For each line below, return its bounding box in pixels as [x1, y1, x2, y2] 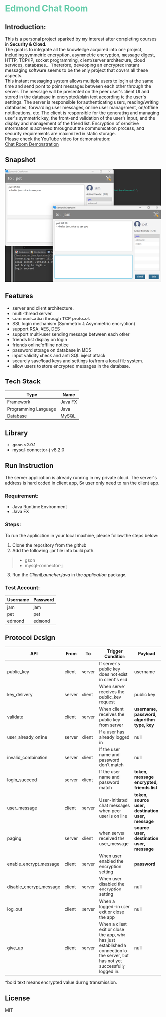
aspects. [5, 73, 23, 78]
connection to [99, 947, 127, 953]
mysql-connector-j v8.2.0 [12, 447, 65, 453]
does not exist [99, 671, 128, 677]
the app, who [99, 931, 126, 938]
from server [99, 722, 124, 728]
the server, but [99, 953, 129, 958]
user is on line [99, 813, 127, 819]
